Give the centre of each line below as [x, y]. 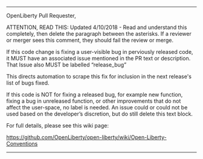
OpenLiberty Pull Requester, [41, 15]
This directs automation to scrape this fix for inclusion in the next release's [99, 76]
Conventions [22, 144]
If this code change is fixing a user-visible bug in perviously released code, [100, 52]
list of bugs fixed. [28, 83]
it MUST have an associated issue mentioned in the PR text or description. [98, 58]
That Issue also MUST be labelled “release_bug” [66, 65]
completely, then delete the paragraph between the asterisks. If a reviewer [99, 34]
